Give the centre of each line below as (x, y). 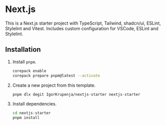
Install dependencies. (34, 104)
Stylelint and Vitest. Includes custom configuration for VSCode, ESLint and (82, 28)
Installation (23, 49)
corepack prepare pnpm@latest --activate (56, 76)
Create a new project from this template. (54, 85)
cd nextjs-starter (31, 113)
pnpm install (26, 118)
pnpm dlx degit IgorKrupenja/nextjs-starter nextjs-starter (76, 94)
